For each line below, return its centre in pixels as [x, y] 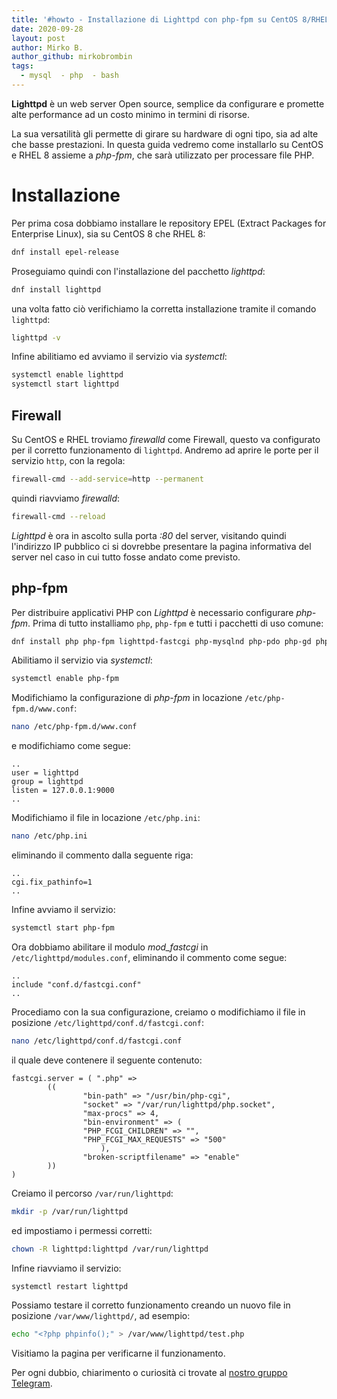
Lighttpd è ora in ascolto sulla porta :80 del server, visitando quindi [149, 535]
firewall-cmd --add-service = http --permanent [107, 479]
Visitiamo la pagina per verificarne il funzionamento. [118, 1353]
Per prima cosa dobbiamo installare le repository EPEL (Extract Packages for [169, 223]
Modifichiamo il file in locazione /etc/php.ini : [106, 818]
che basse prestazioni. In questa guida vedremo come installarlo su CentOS [167, 144]
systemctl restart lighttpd [70, 1286]
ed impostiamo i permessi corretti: [82, 1230]
